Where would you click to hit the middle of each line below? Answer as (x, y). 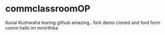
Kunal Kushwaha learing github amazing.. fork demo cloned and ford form (83, 22)
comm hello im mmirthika (32, 27)
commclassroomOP (48, 9)
